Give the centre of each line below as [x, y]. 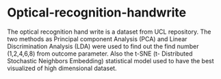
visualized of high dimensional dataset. [62, 68]
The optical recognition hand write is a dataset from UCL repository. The [109, 32]
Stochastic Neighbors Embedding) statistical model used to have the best [110, 60]
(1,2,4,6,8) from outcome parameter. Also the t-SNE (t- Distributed [100, 54]
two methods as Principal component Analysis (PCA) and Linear [97, 38]
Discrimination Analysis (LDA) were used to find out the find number [103, 46]
